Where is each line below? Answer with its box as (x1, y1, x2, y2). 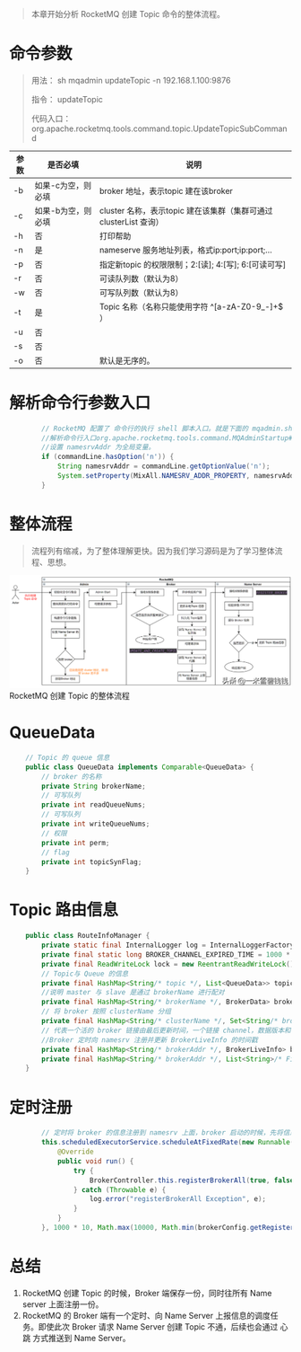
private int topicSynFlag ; (41, 857, 142, 866)
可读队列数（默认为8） (99, 273, 184, 284)
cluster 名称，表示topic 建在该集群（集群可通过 (99, 205, 273, 216)
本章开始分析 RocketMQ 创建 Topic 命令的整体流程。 (30, 9, 226, 19)
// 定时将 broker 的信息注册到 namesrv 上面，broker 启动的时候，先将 (41, 1128, 284, 1137)
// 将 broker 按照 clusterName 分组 (41, 1007, 172, 1016)
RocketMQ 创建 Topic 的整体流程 (9, 690, 130, 701)
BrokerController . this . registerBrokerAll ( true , (89, 1176, 271, 1185)
